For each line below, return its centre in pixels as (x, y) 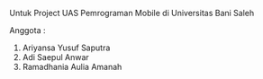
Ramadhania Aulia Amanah (72, 67)
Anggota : (27, 30)
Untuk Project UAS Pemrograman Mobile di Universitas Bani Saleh (132, 13)
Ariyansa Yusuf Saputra (66, 48)
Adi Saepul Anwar (56, 57)
